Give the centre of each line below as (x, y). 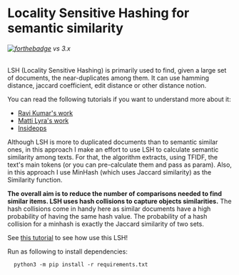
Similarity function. (35, 180)
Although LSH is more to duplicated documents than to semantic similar (113, 142)
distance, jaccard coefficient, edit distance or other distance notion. (107, 85)
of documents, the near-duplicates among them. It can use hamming (108, 78)
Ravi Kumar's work (45, 113)
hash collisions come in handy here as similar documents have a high (109, 209)
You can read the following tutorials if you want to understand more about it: (119, 99)
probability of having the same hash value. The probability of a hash (107, 217)
